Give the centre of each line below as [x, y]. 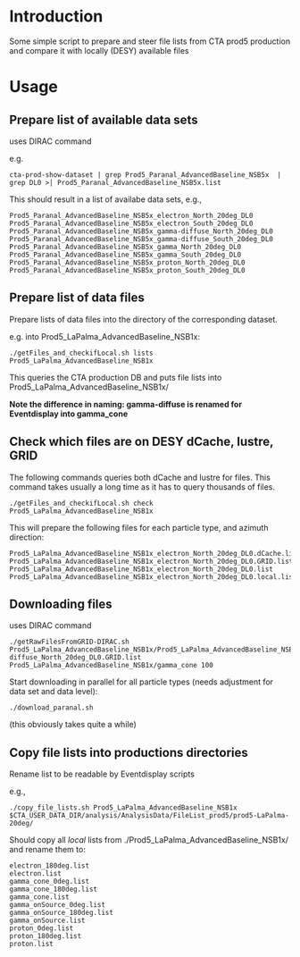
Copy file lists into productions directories [129, 752]
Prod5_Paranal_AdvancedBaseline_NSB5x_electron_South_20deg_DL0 [131, 223]
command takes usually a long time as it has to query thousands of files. [142, 487]
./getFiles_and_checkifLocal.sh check [81, 503]
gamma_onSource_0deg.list [57, 905]
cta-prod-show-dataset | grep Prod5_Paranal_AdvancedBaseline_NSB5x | [145, 175]
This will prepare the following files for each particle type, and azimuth [139, 527]
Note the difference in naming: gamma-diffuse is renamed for [126, 404]
